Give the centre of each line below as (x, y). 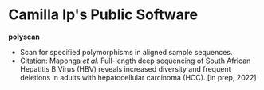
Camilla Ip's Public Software (103, 15)
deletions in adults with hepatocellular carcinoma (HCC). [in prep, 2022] (138, 77)
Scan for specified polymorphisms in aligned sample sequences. (126, 52)
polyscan (24, 37)
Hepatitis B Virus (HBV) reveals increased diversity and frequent (125, 68)
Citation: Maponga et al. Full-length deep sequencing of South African (135, 61)
